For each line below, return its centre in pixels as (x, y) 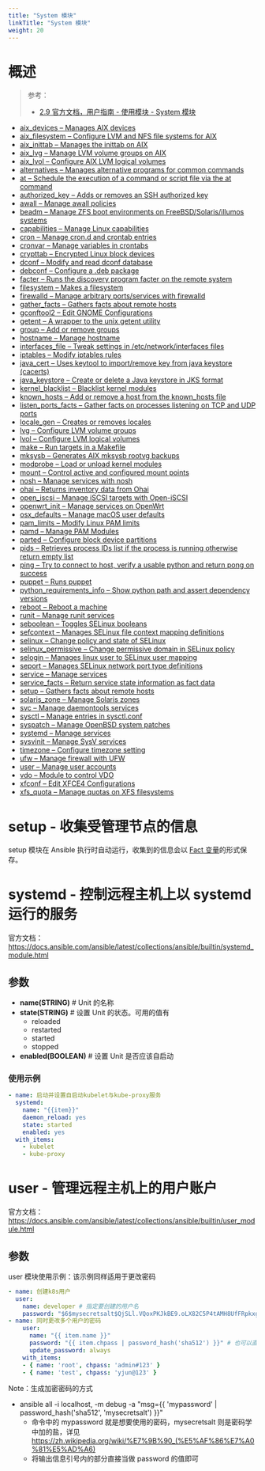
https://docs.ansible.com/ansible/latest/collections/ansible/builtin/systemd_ (131, 947)
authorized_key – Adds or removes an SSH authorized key (114, 195)
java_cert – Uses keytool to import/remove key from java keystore (126, 363)
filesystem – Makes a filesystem (71, 288)
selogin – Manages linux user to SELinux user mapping (108, 658)
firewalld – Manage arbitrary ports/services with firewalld (112, 296)
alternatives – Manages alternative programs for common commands (132, 170)
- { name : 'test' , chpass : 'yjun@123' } (90, 1372)
